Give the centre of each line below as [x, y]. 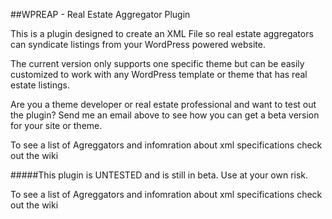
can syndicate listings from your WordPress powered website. [138, 44]
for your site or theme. [56, 125]
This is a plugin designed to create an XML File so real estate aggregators [162, 33]
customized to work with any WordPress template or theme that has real [159, 74]
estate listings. [40, 85]
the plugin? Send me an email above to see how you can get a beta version [165, 115]
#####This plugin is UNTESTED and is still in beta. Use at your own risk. [159, 175]
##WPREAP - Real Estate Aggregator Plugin [100, 14]
